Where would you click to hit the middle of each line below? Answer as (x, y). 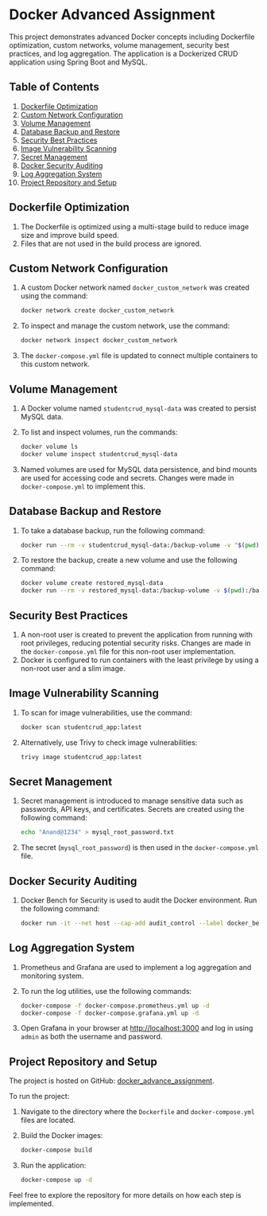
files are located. (48, 1121)
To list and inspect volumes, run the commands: (99, 432)
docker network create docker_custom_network (97, 311)
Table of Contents (54, 87)
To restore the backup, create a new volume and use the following (129, 560)
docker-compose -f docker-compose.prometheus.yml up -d (115, 1006)
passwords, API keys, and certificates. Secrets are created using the (132, 809)
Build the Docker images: (62, 1136)
